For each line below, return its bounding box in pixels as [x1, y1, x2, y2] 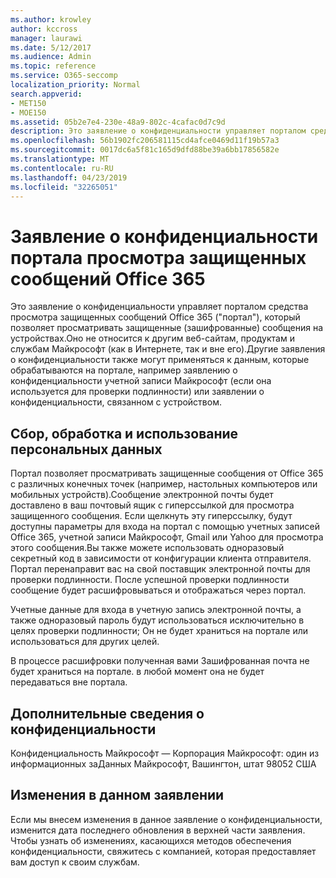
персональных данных [10, 441, 163, 458]
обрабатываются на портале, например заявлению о [10, 364, 238, 376]
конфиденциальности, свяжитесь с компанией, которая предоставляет [10, 845, 317, 857]
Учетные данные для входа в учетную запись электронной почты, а [10, 604, 302, 616]
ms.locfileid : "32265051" [10, 182, 118, 192]
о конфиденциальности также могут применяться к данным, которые [10, 354, 310, 366]
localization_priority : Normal [10, 80, 141, 90]
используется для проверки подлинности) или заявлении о [10, 386, 265, 398]
